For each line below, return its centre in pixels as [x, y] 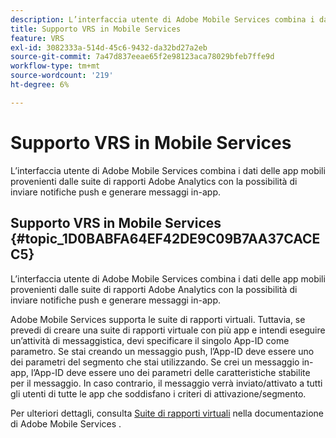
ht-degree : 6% [40, 85]
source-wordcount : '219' [62, 76]
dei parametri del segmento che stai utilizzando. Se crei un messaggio [155, 362]
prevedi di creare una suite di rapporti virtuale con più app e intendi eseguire [168, 330]
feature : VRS [37, 38]
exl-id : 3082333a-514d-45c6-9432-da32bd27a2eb [109, 47]
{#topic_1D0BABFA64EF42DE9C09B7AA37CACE [165, 239]
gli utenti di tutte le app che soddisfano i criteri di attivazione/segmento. [158, 393]
